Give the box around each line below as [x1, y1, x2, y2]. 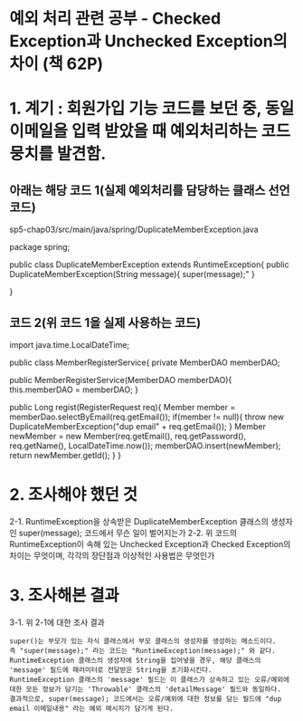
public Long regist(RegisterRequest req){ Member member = [9, 402, 236, 412]
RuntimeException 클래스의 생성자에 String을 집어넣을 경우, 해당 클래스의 [9, 656, 261, 665]
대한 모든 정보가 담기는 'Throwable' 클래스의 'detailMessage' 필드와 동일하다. [9, 685, 282, 694]
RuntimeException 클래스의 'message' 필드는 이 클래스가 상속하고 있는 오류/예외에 [9, 675, 290, 684]
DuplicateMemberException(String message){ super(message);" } [9, 269, 255, 280]
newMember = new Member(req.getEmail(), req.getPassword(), [9, 431, 247, 441]
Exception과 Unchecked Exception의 [9, 31, 288, 52]
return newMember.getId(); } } [9, 450, 122, 460]
